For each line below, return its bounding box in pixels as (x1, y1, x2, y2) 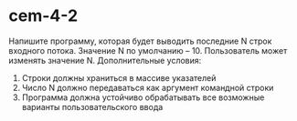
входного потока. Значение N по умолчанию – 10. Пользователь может (8, 45, 288, 55)
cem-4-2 (8, 5, 79, 26)
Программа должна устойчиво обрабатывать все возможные (21, 92, 265, 103)
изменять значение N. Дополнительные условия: (8, 55, 202, 66)
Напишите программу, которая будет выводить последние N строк (8, 35, 272, 46)
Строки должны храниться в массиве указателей (21, 72, 217, 83)
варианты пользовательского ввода (21, 101, 164, 112)
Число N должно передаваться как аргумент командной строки (21, 82, 274, 93)
